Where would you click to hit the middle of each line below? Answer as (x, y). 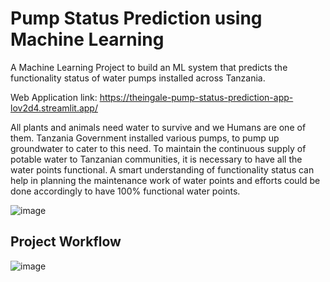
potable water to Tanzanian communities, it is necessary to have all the (156, 159)
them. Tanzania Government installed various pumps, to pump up (145, 138)
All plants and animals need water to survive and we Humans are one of (158, 127)
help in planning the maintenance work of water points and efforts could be (165, 180)
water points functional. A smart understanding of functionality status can (162, 169)
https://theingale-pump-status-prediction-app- (196, 97)
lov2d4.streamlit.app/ (54, 108)
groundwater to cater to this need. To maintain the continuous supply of (158, 148)
